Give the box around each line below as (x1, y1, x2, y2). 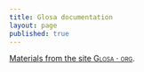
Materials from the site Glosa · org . (9, 54, 135, 64)
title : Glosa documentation (9, 12, 114, 22)
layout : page (9, 21, 58, 30)
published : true (9, 29, 69, 38)
